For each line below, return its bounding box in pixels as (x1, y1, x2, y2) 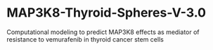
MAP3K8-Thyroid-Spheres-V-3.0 (6, 5, 207, 21)
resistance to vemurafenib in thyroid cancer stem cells (6, 35, 164, 43)
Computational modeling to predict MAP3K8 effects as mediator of (6, 28, 200, 36)
